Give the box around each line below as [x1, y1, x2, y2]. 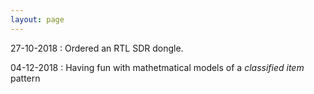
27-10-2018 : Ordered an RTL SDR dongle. [10, 42, 184, 54]
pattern [10, 72, 41, 84]
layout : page [10, 14, 65, 25]
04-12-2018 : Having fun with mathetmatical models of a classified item [10, 61, 305, 73]
